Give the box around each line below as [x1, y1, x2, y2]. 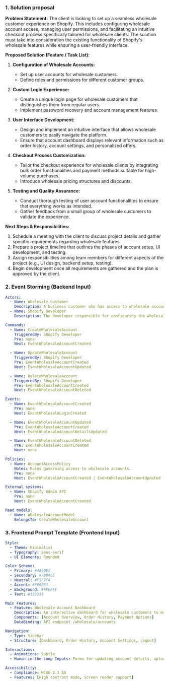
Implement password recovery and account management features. [20, 107, 158, 113]
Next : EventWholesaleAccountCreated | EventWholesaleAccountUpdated [14, 475, 161, 481]
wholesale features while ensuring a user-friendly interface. [5, 42, 129, 48]
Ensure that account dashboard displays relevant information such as [20, 138, 164, 144]
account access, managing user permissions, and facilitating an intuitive [5, 26, 155, 32]
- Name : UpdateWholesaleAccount [10, 351, 78, 356]
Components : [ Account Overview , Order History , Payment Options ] [14, 615, 154, 620]
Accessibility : [5, 665, 37, 671]
